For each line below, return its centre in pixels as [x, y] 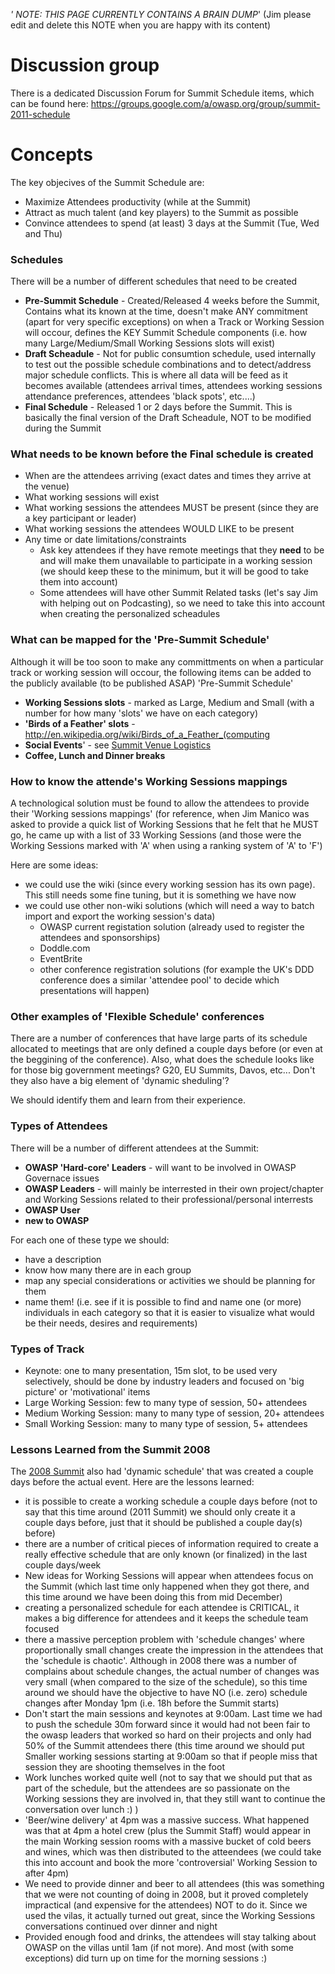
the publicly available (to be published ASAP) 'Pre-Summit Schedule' [152, 683]
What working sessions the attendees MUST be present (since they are [172, 508]
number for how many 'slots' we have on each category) [141, 713]
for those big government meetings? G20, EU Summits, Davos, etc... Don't [163, 1070]
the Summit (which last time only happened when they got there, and [167, 1586]
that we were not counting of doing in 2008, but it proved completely [166, 1895]
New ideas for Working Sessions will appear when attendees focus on [169, 1576]
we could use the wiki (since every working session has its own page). [170, 885]
